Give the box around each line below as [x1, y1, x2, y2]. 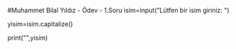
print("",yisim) [7, 33, 48, 42]
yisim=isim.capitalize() [7, 20, 73, 28]
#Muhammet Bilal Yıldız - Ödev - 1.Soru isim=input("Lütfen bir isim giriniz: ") [7, 6, 230, 14]
